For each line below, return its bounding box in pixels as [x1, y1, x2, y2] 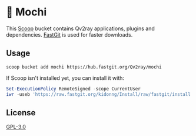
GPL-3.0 [6, 124, 26, 131]
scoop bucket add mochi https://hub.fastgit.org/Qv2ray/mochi [6, 64, 162, 70]
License [6, 108, 36, 118]
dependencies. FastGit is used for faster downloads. [6, 31, 133, 38]
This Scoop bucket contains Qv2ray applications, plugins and [6, 25, 155, 32]
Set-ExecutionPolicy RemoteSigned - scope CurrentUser [6, 86, 141, 92]
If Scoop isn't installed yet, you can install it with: [6, 74, 125, 82]
